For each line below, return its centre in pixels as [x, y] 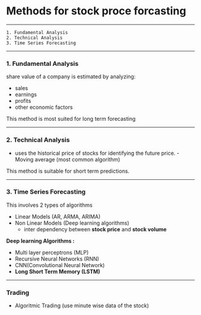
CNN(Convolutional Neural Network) [60, 265]
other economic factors [44, 107]
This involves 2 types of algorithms [49, 205]
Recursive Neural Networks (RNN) [57, 259]
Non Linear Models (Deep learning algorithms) [72, 223]
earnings [26, 94]
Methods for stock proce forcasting [96, 11]
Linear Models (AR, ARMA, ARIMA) [57, 216]
